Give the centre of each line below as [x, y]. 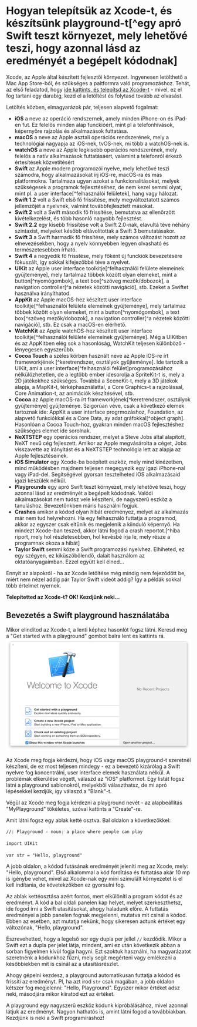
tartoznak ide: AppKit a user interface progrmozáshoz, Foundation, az [99, 412]
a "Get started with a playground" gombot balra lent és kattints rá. [86, 636]
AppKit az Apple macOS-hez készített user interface [78, 299]
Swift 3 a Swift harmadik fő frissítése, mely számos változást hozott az [100, 237]
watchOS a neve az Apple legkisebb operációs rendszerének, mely [96, 150]
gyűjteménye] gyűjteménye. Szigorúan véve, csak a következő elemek [99, 405]
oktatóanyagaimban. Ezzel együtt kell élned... [69, 562]
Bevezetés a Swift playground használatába [88, 615]
